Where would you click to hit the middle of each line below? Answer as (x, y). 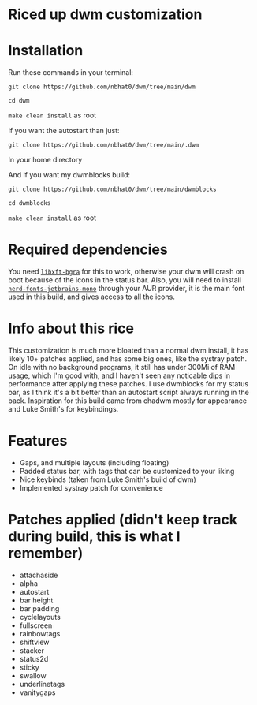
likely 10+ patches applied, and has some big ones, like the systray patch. (127, 359)
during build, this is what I (94, 537)
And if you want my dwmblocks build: (69, 175)
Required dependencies (88, 250)
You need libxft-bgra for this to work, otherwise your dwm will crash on (126, 272)
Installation (46, 51)
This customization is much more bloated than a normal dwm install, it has (128, 350)
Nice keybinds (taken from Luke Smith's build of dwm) (108, 479)
